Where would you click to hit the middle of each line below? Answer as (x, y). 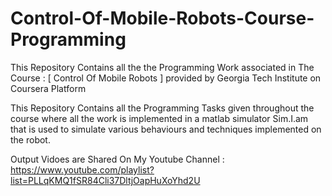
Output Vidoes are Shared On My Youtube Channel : (117, 159)
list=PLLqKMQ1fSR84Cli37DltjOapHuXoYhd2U (105, 180)
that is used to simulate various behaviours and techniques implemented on (166, 129)
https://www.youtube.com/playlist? (82, 169)
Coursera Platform (48, 88)
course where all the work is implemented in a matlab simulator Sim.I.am (159, 118)
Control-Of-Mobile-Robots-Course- (162, 18)
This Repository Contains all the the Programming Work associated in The (162, 67)
